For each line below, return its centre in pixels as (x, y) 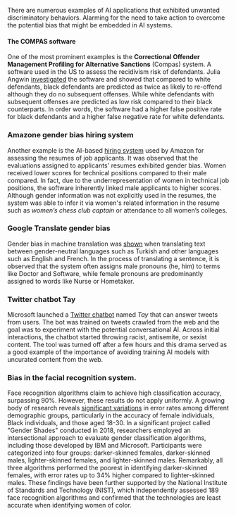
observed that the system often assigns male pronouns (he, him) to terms (114, 266)
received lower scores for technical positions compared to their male (107, 172)
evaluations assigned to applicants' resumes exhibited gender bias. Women (117, 165)
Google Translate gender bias (59, 228)
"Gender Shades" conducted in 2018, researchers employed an (99, 430)
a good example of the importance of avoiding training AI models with (108, 352)
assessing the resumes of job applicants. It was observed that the (103, 158)
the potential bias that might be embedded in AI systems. (90, 25)
